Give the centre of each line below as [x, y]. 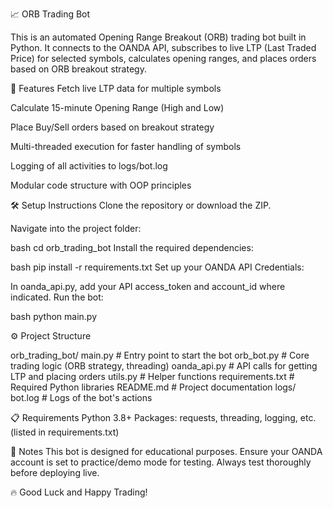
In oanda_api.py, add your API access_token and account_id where [148, 286]
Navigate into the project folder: [76, 228]
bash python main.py [53, 316]
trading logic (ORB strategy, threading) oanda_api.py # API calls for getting [164, 366]
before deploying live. [55, 472]
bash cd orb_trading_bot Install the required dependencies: [132, 247]
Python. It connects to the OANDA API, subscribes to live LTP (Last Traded [163, 47]
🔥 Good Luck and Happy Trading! [79, 492]
